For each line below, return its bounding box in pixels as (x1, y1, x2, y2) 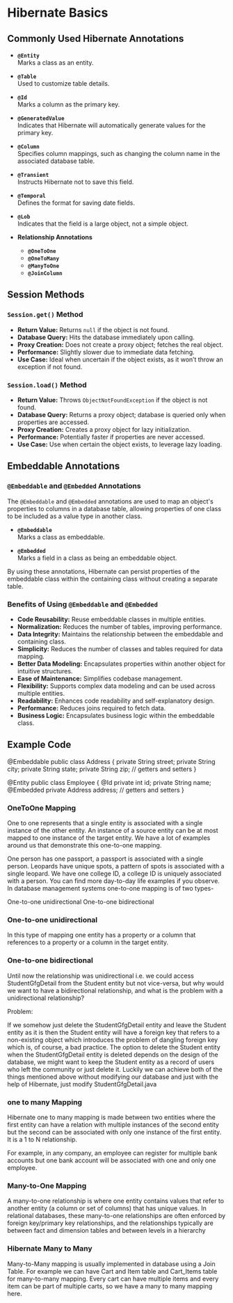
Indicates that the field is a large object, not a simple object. (17, 219, 189, 228)
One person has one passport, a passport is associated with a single (7, 855, 204, 863)
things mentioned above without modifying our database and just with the (7, 1072, 219, 1081)
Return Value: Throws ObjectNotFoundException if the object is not (17, 396, 208, 404)
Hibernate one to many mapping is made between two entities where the (7, 1113, 216, 1121)
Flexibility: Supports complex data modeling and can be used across (17, 681, 216, 690)
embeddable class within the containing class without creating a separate (7, 575, 218, 583)
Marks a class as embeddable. (17, 533, 106, 541)
